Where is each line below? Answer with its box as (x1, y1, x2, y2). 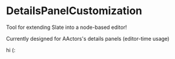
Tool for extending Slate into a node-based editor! (6, 24, 127, 31)
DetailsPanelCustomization (6, 4, 143, 18)
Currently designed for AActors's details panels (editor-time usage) (6, 35, 170, 42)
